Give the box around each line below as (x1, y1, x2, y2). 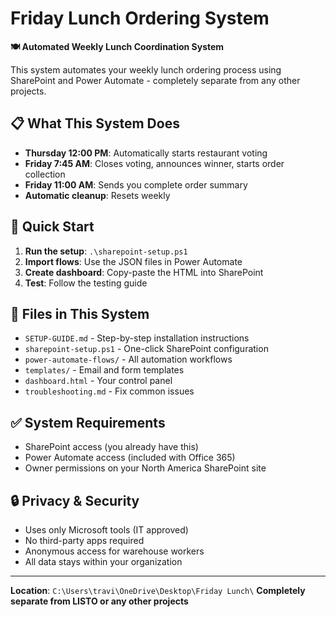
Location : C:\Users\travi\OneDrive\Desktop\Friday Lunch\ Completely (10, 585, 306, 596)
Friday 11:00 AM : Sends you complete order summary (24, 178, 248, 191)
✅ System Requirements (10, 414, 166, 431)
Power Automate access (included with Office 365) (24, 452, 236, 464)
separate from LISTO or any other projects (10, 595, 189, 607)
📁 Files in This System (10, 305, 150, 322)
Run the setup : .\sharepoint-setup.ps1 (24, 245, 188, 257)
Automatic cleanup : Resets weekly (24, 189, 171, 201)
